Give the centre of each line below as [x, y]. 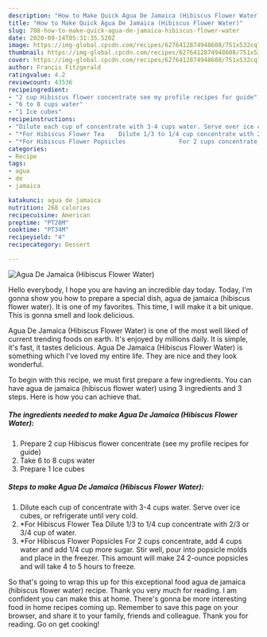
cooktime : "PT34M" [39, 230]
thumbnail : [26, 53]
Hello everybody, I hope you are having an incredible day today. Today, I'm [130, 289]
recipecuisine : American [49, 215]
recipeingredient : [39, 90]
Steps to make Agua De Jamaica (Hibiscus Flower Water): [106, 487]
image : [19, 45]
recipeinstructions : [43, 119]
